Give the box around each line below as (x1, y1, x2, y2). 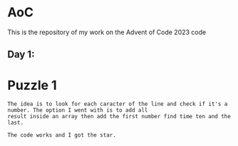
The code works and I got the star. (7, 132, 116, 139)
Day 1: (7, 48, 35, 61)
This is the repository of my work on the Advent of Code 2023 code (7, 28, 207, 36)
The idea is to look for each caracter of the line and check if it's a (7, 100, 228, 108)
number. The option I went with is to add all (7, 107, 148, 114)
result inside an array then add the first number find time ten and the (7, 113, 232, 120)
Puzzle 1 (7, 77, 57, 93)
